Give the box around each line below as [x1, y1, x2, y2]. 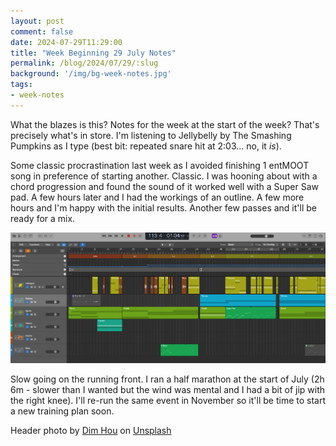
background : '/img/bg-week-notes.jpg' [10, 69, 172, 79]
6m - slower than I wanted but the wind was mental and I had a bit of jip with [10, 384, 326, 396]
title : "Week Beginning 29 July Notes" [10, 48, 177, 58]
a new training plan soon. [10, 405, 115, 417]
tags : [10, 80, 33, 90]
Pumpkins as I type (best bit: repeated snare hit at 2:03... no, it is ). [10, 140, 282, 152]
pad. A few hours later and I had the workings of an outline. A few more [10, 191, 305, 203]
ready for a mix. [10, 212, 76, 224]
